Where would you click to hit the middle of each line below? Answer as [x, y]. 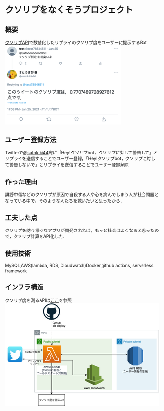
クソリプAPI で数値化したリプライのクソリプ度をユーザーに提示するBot [76, 42]
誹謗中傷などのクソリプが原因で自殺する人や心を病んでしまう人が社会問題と [82, 195]
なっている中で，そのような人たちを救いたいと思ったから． [65, 201]
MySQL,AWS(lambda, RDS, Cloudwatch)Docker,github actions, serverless [79, 265]
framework [16, 271]
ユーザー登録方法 [31, 140]
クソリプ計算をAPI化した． [40, 236]
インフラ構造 [24, 287]
